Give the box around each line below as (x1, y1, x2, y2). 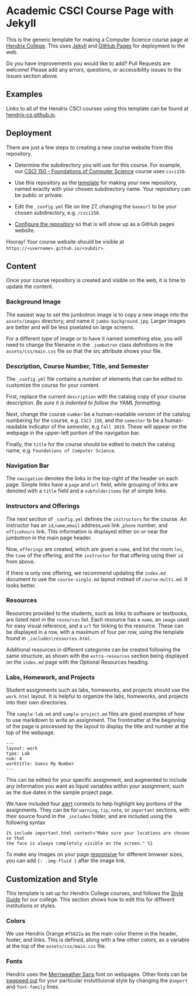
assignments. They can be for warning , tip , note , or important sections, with (6, 806, 190, 813)
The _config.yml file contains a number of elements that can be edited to (6, 375, 183, 382)
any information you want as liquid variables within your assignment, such (6, 782, 184, 790)
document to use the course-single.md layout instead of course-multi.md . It (6, 575, 188, 582)
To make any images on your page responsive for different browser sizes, (6, 851, 184, 858)
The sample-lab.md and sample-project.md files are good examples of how (6, 710, 185, 717)
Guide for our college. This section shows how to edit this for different (6, 896, 175, 903)
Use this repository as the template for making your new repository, (14, 179, 177, 186)
